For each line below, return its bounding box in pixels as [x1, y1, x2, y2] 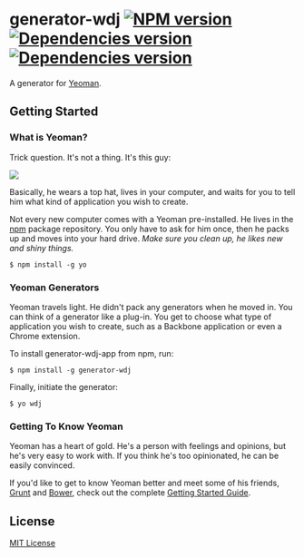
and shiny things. [9, 242, 74, 253]
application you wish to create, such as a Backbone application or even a [9, 320, 283, 331]
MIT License [9, 538, 56, 549]
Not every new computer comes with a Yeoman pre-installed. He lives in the [9, 213, 294, 224]
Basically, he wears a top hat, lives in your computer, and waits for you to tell [9, 186, 296, 197]
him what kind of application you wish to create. [9, 196, 189, 207]
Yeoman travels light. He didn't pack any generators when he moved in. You [9, 301, 293, 312]
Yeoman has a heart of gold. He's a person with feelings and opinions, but [9, 441, 286, 452]
